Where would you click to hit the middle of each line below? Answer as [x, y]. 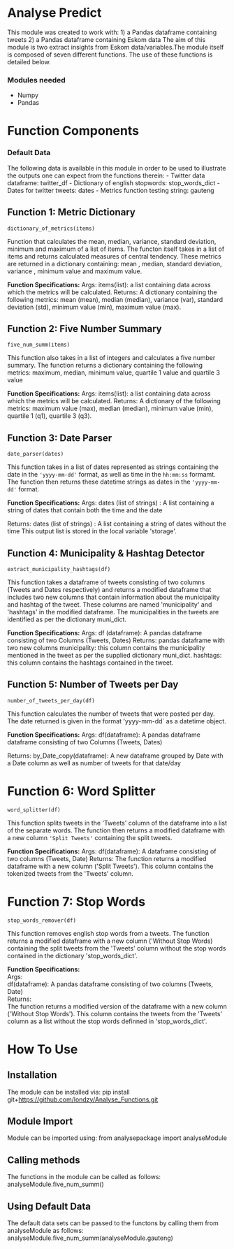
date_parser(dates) [36, 454]
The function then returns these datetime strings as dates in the [99, 482]
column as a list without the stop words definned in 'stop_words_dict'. [107, 1021]
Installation [32, 1075]
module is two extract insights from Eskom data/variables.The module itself [116, 47]
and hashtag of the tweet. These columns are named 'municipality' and [110, 604]
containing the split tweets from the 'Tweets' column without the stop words [117, 948]
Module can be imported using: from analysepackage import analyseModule [117, 1138]
